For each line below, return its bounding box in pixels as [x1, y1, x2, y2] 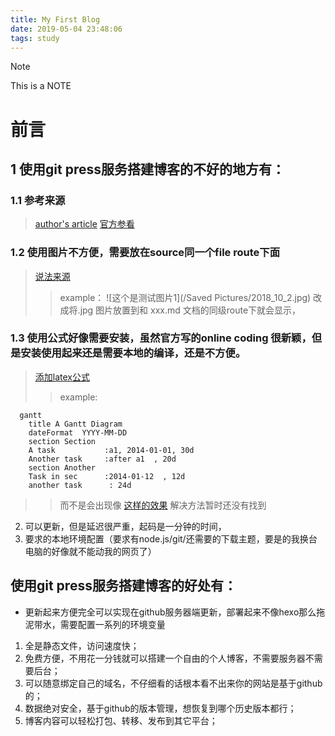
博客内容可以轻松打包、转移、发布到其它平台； [24, 714, 218, 726]
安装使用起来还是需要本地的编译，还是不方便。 [20, 346, 247, 360]
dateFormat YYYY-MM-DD [28, 427, 128, 438]
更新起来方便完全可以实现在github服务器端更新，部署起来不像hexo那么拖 [24, 606, 326, 618]
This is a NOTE [10, 80, 72, 92]
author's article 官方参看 [34, 218, 135, 230]
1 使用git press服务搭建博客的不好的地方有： [10, 161, 285, 178]
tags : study [10, 33, 60, 43]
